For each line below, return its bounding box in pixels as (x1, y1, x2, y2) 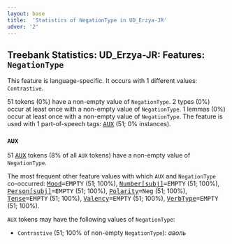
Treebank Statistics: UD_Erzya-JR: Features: (7, 49, 205, 61)
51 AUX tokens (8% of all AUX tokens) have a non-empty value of (7, 151, 191, 160)
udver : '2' (7, 23, 39, 30)
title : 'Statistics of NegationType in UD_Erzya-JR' (7, 17, 168, 24)
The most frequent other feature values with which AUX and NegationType (7, 172, 217, 181)
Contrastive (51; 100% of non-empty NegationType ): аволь (17, 229, 187, 237)
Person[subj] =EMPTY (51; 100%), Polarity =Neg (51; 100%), (7, 187, 187, 195)
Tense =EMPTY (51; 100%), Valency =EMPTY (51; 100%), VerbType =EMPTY (7, 195, 219, 203)
